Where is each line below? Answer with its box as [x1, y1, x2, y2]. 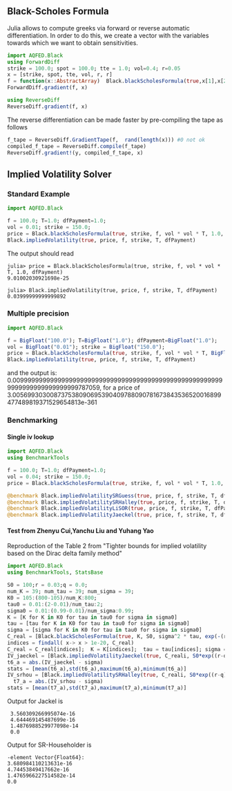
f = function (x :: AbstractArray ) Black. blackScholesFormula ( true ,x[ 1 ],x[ [7, 78, 224, 85]
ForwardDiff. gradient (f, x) [7, 84, 88, 91]
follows [7, 122, 28, 131]
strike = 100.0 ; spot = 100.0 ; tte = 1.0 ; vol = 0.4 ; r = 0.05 [7, 65, 181, 72]
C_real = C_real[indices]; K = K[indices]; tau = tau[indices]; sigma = [7, 646, 227, 653]
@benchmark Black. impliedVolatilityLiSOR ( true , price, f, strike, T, [7, 505, 212, 512]
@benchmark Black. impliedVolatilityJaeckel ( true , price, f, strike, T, [7, 511, 217, 518]
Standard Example [7, 189, 70, 199]
